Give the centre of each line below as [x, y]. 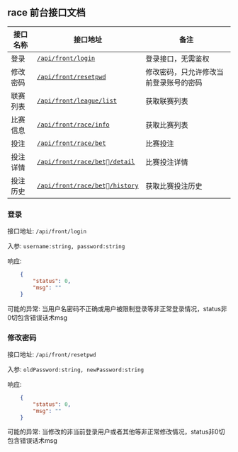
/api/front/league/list [76, 100]
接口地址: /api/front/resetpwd [52, 354]
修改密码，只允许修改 [181, 71]
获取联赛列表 [166, 101]
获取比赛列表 [166, 124]
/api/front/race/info [73, 124]
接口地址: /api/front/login [47, 231]
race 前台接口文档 [47, 13]
